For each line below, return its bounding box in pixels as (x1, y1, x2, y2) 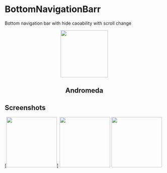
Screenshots (5, 103, 46, 112)
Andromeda (65, 86, 103, 95)
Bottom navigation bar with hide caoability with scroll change (5, 20, 132, 26)
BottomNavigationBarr (5, 4, 101, 15)
